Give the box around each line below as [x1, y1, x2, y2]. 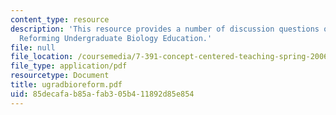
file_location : [10, 52, 74, 62]
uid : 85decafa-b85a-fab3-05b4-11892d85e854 [10, 89, 195, 99]
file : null [10, 42, 56, 53]
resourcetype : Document [10, 71, 110, 81]
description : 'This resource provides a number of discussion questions [10, 24, 320, 34]
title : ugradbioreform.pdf [10, 80, 123, 90]
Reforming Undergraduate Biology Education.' [19, 33, 213, 43]
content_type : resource [10, 14, 110, 25]
